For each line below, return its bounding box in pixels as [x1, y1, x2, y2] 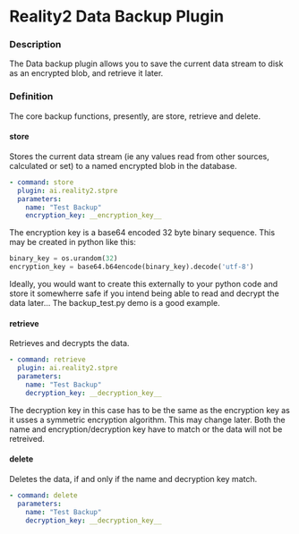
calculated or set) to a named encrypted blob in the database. [9, 160, 237, 171]
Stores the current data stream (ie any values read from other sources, [9, 150, 270, 162]
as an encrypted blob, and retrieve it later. [9, 68, 164, 79]
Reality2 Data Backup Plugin [9, 6, 225, 27]
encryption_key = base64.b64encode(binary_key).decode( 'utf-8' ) [9, 262, 254, 272]
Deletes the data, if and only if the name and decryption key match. [9, 473, 258, 484]
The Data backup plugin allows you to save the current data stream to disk [9, 58, 284, 69]
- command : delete [9, 490, 78, 500]
